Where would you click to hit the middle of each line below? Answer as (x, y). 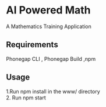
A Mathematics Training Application (49, 26)
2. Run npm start (26, 98)
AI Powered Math (48, 10)
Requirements (32, 45)
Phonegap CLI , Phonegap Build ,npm (51, 58)
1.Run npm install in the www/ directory (53, 91)
